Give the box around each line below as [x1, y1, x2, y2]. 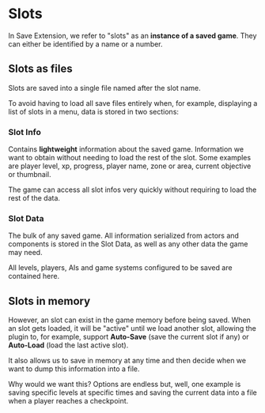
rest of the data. [8, 193, 61, 203]
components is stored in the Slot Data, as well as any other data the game [8, 239, 248, 249]
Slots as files [8, 62, 73, 76]
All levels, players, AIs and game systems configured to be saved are [8, 263, 233, 272]
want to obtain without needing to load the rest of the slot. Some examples [8, 153, 252, 163]
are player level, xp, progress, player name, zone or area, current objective [8, 161, 252, 171]
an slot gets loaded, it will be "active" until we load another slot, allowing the [8, 324, 257, 333]
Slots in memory [8, 294, 91, 308]
